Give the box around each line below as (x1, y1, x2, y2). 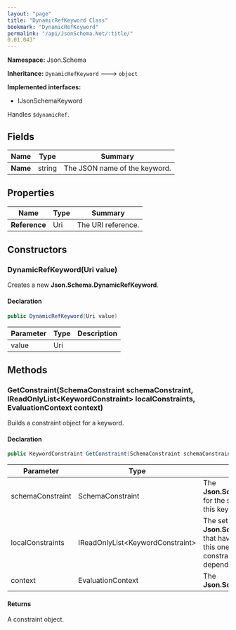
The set (203, 516, 228, 526)
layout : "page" (7, 10, 52, 18)
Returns (7, 599, 32, 608)
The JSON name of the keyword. (63, 163, 171, 173)
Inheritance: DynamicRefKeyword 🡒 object (7, 70, 138, 78)
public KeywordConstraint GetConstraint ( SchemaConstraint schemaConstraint (7, 451, 234, 458)
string (37, 163, 58, 173)
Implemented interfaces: (7, 83, 81, 91)
